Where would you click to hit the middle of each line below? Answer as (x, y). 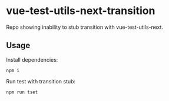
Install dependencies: (32, 59)
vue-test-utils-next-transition (81, 11)
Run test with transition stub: (41, 81)
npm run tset (22, 92)
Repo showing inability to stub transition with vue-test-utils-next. (85, 27)
